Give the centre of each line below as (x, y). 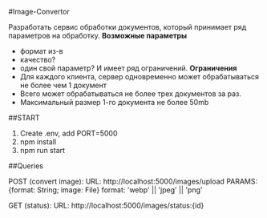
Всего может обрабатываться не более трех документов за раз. (131, 94)
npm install (38, 142)
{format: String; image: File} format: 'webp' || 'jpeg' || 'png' (105, 190)
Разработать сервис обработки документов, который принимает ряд (127, 27)
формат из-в (42, 51)
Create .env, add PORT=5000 (69, 133)
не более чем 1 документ (63, 85)
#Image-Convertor (39, 12)
